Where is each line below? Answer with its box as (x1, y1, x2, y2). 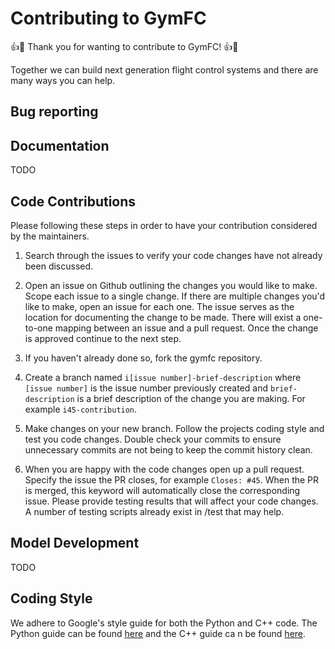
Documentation (10, 137, 110, 154)
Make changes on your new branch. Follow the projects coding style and (24, 422, 325, 434)
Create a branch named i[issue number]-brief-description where (24, 371, 302, 383)
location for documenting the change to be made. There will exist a (24, 311, 302, 323)
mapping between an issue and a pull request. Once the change (54, 322, 319, 334)
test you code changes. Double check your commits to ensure (24, 433, 282, 445)
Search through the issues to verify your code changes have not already (24, 249, 323, 261)
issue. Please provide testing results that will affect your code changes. (24, 495, 319, 507)
